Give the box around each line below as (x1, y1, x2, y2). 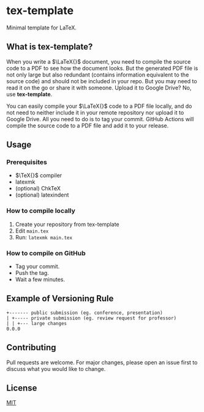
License (6, 383, 37, 394)
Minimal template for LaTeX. (6, 24, 77, 31)
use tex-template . (6, 90, 53, 98)
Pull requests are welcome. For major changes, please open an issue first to (6, 359, 198, 366)
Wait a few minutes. (15, 276, 66, 283)
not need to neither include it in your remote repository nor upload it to (6, 108, 184, 116)
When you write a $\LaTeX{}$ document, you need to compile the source (6, 58, 191, 65)
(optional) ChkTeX (15, 185, 61, 192)
